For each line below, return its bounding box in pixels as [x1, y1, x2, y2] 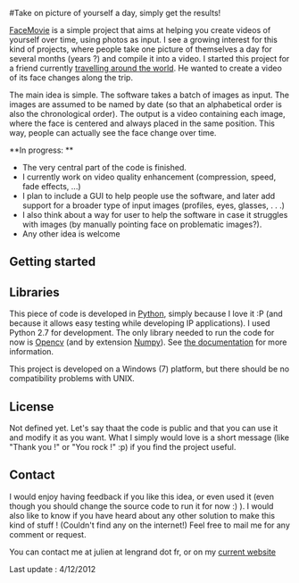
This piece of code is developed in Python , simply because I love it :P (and [9, 308, 283, 320]
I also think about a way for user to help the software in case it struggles [21, 210, 288, 220]
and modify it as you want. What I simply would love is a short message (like [9, 432, 290, 443]
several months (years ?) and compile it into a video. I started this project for [9, 54, 290, 63]
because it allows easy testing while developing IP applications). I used [9, 318, 270, 329]
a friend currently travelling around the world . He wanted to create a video [9, 62, 283, 73]
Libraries [9, 285, 60, 300]
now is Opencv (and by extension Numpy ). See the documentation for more [9, 337, 287, 347]
